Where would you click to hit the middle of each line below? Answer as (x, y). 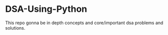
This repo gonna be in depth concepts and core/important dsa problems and (84, 23)
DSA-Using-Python (46, 9)
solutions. (15, 28)
